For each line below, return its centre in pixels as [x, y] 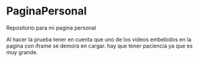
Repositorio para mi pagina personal [51, 28]
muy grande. [22, 52]
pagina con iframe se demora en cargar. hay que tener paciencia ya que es [99, 46]
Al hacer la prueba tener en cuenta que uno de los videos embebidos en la [99, 39]
